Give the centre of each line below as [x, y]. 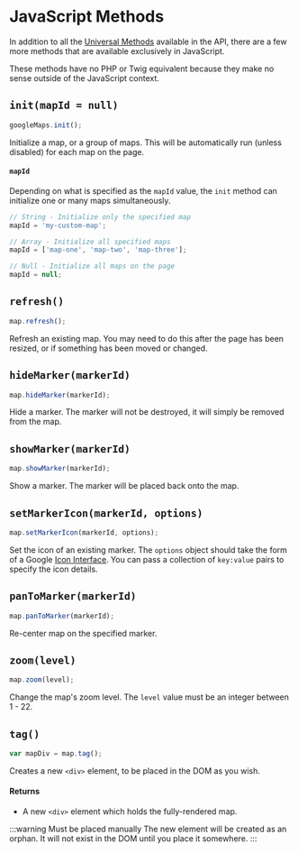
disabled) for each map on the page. [77, 151]
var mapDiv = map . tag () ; [56, 754]
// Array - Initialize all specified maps [90, 242]
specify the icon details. [54, 569]
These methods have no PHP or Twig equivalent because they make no [142, 69]
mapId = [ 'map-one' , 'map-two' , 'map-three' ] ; [98, 250]
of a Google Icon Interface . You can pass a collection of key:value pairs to [147, 559]
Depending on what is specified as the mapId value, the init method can [143, 190]
